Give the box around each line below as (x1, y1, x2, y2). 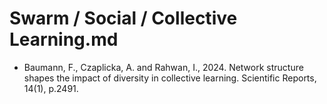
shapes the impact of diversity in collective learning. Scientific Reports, (23, 72, 317, 84)
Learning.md (9, 28, 119, 51)
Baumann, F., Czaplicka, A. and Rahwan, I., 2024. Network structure (23, 61, 304, 73)
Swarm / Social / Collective (9, 7, 238, 30)
